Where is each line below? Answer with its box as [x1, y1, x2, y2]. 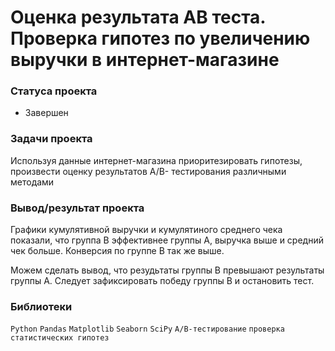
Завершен [24, 107, 69, 119]
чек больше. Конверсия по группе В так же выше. [10, 245, 225, 257]
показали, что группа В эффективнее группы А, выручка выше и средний [10, 234, 324, 246]
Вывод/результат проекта [10, 201, 145, 215]
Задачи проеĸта [10, 132, 93, 146]
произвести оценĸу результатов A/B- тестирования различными [10, 165, 287, 177]
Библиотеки [10, 300, 73, 313]
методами [10, 176, 55, 188]
